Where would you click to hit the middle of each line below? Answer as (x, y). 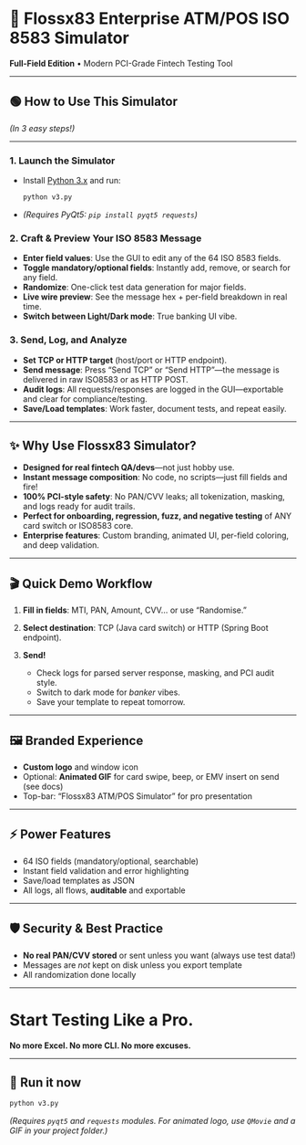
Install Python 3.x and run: (71, 181)
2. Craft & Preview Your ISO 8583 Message (106, 238)
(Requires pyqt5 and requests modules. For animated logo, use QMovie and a (153, 1121)
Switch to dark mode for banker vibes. (108, 692)
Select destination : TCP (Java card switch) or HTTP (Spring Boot (145, 628)
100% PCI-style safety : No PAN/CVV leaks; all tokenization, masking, (153, 497)
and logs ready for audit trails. (79, 507)
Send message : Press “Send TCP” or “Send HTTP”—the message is (151, 370)
